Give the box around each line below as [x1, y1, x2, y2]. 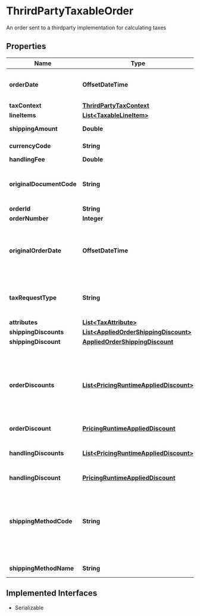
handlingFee [9, 155, 46, 163]
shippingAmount [9, 124, 58, 133]
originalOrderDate [9, 246, 61, 255]
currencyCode [9, 142, 51, 150]
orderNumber [9, 214, 49, 222]
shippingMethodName [9, 564, 74, 572]
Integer [82, 214, 104, 222]
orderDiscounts [9, 381, 55, 389]
